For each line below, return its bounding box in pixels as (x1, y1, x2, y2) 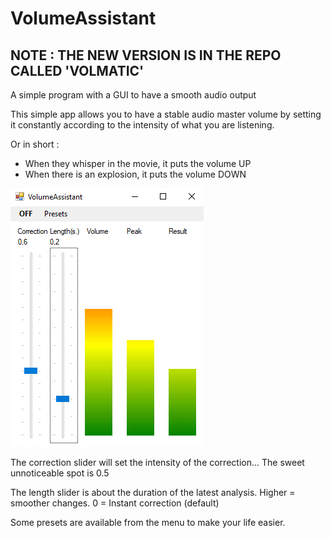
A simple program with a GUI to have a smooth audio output (10, 89, 257, 101)
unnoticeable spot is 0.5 (10, 467, 110, 479)
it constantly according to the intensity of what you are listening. (10, 119, 275, 131)
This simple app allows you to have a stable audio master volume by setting (10, 108, 322, 120)
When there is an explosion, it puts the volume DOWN (24, 168, 247, 180)
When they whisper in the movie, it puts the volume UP (24, 158, 252, 169)
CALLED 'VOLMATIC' (10, 62, 145, 79)
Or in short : (10, 138, 60, 150)
